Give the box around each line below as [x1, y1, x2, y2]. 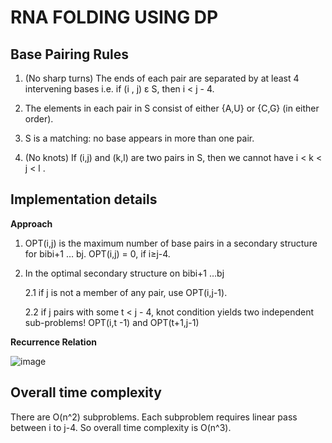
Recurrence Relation [10, 336, 97, 348]
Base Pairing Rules [10, 46, 130, 63]
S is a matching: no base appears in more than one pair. [24, 132, 255, 144]
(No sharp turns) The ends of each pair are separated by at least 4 [24, 72, 300, 84]
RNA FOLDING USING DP [10, 6, 219, 29]
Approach [10, 217, 53, 230]
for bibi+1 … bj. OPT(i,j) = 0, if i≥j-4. [24, 247, 171, 260]
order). [24, 113, 54, 125]
